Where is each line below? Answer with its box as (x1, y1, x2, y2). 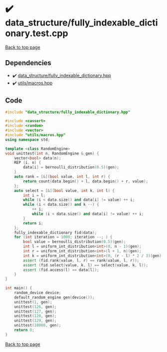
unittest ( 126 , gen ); (14, 304, 57, 309)
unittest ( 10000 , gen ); (14, 323, 61, 328)
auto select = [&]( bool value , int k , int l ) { (14, 188, 115, 193)
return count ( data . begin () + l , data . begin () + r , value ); (23, 179, 149, 184)
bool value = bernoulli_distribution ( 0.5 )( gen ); (23, 239, 126, 244)
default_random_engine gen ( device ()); (14, 295, 95, 300)
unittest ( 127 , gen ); (14, 309, 57, 314)
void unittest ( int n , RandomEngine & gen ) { (5, 151, 99, 156)
